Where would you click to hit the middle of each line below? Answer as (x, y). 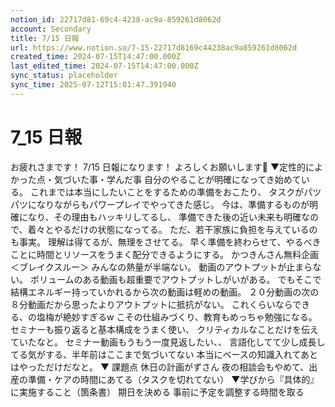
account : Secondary (51, 29)
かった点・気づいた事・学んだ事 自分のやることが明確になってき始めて (156, 179)
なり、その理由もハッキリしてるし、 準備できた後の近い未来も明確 (164, 217)
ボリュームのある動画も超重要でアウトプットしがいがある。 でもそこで (175, 279)
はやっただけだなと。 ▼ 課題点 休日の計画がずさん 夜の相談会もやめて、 (160, 367)
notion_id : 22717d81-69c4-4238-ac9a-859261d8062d (116, 19)
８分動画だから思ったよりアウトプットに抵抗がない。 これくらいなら (151, 304)
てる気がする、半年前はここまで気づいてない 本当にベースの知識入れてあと (164, 354)
